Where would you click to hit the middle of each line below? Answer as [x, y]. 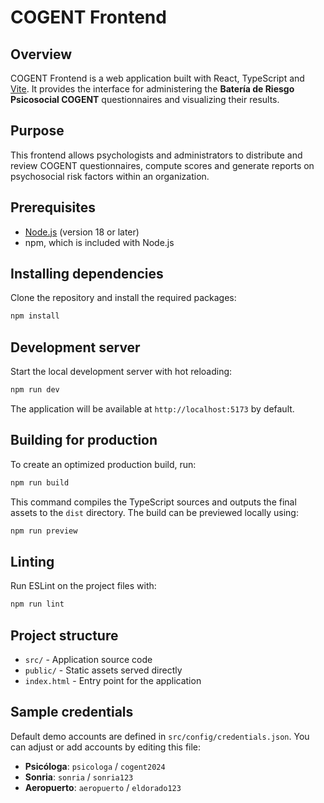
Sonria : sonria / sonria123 [79, 777]
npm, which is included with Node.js [99, 242]
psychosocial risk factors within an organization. [110, 176]
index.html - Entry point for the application [113, 681]
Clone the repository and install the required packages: [123, 298]
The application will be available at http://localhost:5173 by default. [152, 409]
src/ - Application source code [88, 660]
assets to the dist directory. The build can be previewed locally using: [154, 512]
